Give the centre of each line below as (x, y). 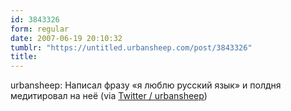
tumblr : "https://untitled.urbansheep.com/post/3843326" (131, 47)
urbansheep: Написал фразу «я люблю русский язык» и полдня (146, 85)
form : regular (40, 29)
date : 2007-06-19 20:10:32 (66, 38)
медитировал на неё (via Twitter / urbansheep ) (109, 96)
